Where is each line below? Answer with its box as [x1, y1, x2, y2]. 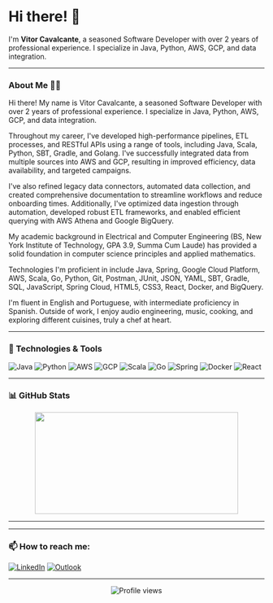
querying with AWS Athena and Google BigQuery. [8, 216, 175, 226]
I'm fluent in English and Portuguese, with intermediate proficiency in [8, 298, 240, 308]
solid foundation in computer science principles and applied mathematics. [8, 249, 256, 259]
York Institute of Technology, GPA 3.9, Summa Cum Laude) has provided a [8, 240, 258, 251]
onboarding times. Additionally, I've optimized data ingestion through [8, 199, 240, 208]
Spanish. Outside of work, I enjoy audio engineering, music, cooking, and [8, 307, 253, 317]
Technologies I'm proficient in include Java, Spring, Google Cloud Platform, [8, 264, 260, 275]
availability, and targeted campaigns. [8, 166, 132, 176]
